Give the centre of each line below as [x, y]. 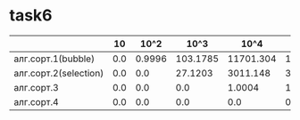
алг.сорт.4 [37, 101]
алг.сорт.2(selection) [59, 73]
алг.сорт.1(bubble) [54, 59]
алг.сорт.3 [37, 87]
